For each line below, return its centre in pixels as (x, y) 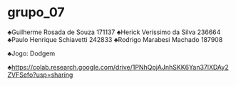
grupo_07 (36, 12)
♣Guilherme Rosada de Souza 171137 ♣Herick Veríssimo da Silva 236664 (114, 32)
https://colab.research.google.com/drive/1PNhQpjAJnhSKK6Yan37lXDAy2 (120, 67)
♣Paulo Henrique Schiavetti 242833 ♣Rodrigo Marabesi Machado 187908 (115, 39)
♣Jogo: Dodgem (31, 53)
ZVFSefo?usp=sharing (40, 75)
